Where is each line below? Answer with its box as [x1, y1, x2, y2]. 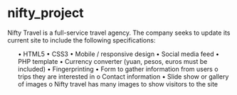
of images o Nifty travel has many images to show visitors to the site [17, 79, 218, 88]
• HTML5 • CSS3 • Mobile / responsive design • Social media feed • [17, 50, 219, 58]
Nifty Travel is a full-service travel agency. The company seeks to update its [7, 28, 231, 37]
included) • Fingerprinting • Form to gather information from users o [17, 65, 218, 73]
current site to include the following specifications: [7, 35, 156, 44]
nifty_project [7, 5, 84, 21]
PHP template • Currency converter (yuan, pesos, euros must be [17, 57, 208, 65]
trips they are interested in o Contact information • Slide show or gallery [17, 72, 229, 81]
